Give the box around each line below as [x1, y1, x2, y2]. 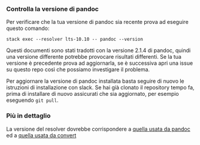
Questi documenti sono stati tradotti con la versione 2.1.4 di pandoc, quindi [6, 47, 191, 54]
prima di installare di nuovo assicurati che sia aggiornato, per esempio [6, 90, 180, 98]
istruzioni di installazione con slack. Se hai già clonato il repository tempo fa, [6, 84, 195, 91]
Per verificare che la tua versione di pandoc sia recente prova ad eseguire [6, 19, 189, 26]
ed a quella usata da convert [6, 131, 77, 139]
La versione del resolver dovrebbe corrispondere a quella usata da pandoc [6, 125, 190, 132]
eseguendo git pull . [6, 96, 59, 104]
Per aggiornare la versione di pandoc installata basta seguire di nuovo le [6, 77, 184, 85]
